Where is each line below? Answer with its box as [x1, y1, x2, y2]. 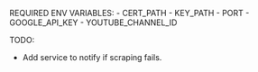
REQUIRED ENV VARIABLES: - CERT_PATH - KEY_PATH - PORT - [9, 8, 250, 18]
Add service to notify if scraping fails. [22, 52, 162, 62]
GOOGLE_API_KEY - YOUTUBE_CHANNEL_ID [9, 17, 178, 28]
